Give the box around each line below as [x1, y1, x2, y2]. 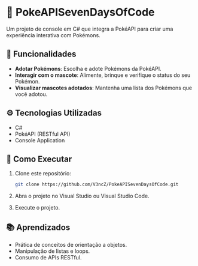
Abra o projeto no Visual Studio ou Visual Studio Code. [14, 192, 150, 200]
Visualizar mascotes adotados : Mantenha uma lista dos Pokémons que [14, 84, 193, 91]
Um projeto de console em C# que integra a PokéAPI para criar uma [6, 25, 173, 32]
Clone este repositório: [14, 170, 72, 177]
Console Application [14, 136, 65, 144]
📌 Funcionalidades [6, 49, 77, 59]
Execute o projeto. [14, 204, 60, 211]
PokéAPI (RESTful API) [14, 130, 71, 138]
